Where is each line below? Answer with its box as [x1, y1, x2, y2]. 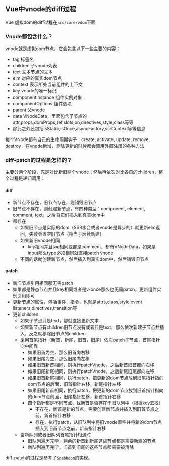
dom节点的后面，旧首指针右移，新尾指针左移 [27, 381, 121, 387]
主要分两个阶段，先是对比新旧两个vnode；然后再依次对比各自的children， [5, 169, 159, 175]
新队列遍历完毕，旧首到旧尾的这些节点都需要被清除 [27, 444, 134, 450]
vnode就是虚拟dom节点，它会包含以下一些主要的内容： [5, 45, 121, 52]
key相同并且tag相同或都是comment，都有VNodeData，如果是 [27, 243, 156, 249]
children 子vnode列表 [12, 63, 58, 69]
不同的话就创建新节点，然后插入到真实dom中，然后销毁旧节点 [20, 256, 149, 262]
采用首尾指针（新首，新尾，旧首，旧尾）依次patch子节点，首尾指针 [20, 337, 160, 343]
